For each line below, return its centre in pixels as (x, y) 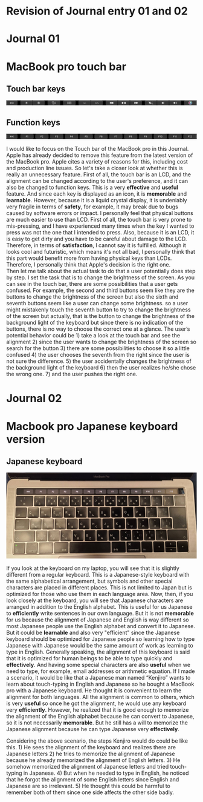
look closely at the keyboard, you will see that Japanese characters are (95, 600)
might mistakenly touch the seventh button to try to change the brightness (99, 310)
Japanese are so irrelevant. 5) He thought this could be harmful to (89, 786)
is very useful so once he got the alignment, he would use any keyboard (96, 703)
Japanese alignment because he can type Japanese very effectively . (93, 729)
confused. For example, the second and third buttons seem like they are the (100, 290)
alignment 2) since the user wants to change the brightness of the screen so (101, 342)
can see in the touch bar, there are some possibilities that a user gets (92, 284)
